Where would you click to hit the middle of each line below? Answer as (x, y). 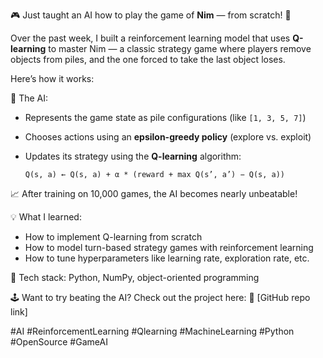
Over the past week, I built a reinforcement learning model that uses (150, 38)
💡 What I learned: (46, 217)
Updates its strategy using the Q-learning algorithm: (133, 156)
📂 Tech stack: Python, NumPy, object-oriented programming (135, 277)
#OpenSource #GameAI (59, 342)
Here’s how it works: (52, 78)
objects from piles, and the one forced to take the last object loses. (148, 59)
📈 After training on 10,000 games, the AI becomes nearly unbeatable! (154, 193)
